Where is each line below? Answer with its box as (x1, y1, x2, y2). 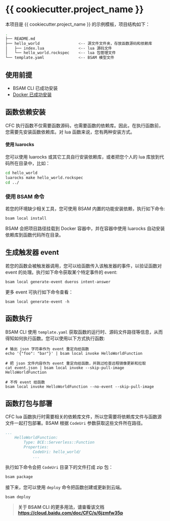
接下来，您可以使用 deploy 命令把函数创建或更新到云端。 (5, 484, 125, 490)
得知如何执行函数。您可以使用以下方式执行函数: (5, 335, 106, 341)
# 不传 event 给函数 (5, 379, 45, 384)
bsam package (5, 474, 33, 479)
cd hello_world (5, 170, 38, 176)
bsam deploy (5, 494, 31, 500)
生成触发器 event (5, 248, 59, 257)
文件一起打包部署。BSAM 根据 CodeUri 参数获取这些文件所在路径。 (5, 420, 145, 426)
